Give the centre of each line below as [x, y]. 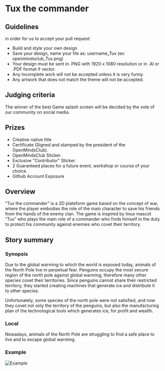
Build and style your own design [45, 48]
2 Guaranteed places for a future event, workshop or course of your [81, 166]
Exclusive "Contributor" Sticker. [44, 160]
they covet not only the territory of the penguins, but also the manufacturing [82, 305]
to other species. [22, 291]
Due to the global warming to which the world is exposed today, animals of [81, 265]
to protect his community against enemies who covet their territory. [73, 224]
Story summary [29, 240]
